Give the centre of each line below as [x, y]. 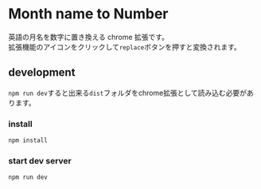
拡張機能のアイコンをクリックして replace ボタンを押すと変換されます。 [125, 47]
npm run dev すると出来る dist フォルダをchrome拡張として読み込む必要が [128, 93]
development [42, 73]
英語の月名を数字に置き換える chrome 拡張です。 [89, 37]
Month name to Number [88, 14]
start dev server [40, 160]
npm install [28, 140]
